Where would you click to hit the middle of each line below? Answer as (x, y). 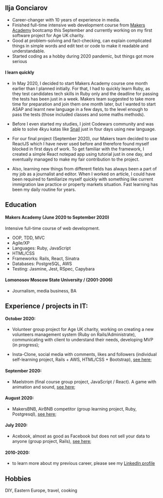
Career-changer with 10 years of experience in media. (66, 20)
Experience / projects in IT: (47, 306)
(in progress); (26, 345)
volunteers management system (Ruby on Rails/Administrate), (74, 334)
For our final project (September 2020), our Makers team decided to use (84, 139)
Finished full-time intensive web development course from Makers (79, 25)
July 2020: (16, 425)
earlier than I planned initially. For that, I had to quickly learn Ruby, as (81, 89)
